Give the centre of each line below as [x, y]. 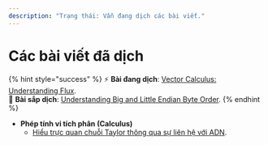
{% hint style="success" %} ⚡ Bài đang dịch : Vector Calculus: [112, 79]
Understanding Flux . [43, 91]
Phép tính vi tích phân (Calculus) [76, 123]
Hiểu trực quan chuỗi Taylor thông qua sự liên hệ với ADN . [130, 132]
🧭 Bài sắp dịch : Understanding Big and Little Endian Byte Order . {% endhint [134, 99]
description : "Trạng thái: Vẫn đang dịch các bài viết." [107, 16]
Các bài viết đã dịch [76, 55]
